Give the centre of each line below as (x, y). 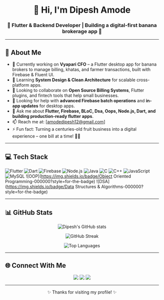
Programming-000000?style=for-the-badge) (50, 182)
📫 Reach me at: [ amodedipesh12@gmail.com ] (59, 122)
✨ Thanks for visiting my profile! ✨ (82, 292)
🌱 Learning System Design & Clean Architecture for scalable (74, 80)
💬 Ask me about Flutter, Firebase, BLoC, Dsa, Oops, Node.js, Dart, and (84, 111)
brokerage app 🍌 (82, 31)
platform (20, 85)
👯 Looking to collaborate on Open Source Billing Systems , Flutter (78, 91)
